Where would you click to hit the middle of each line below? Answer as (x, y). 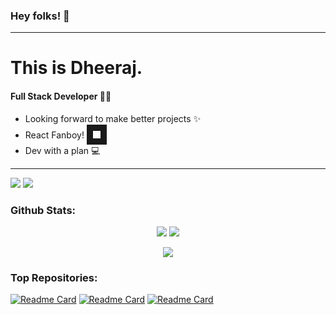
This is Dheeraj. (76, 68)
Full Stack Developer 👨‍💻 (61, 96)
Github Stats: (43, 210)
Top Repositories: (54, 277)
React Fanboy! (54, 135)
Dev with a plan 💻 (62, 150)
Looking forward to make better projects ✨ (113, 118)
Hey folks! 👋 (40, 16)
